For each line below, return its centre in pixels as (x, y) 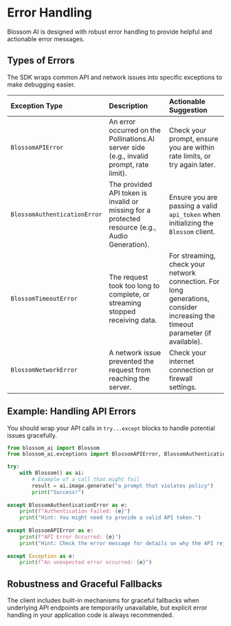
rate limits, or (190, 156)
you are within (192, 147)
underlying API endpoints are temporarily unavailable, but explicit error (107, 608)
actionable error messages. (46, 38)
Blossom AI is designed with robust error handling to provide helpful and (110, 32)
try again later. (192, 164)
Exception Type (37, 106)
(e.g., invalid (129, 156)
